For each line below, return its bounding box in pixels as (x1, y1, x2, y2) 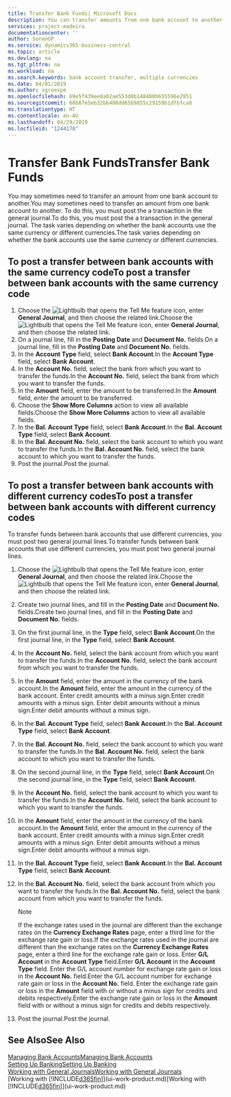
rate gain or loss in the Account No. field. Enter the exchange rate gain (17, 979, 218, 987)
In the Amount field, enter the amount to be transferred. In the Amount (17, 386, 217, 395)
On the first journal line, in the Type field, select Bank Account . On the (17, 628, 215, 636)
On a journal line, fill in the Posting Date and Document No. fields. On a (17, 335, 218, 344)
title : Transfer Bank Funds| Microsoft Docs (8, 10, 137, 17)
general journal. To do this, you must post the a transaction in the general (8, 214, 213, 222)
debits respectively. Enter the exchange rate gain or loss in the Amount (17, 994, 218, 1002)
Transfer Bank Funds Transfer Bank (8, 155, 210, 170)
